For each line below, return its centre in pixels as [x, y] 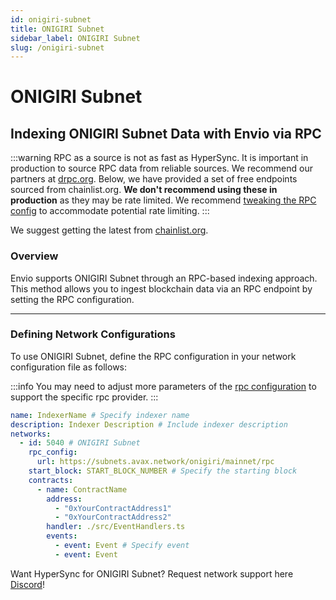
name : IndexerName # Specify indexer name [100, 415]
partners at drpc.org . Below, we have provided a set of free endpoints [154, 179]
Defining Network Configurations [93, 334]
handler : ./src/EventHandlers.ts [116, 527]
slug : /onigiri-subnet [57, 47]
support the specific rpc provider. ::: [84, 397]
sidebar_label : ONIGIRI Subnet [75, 38]
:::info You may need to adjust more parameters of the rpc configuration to [163, 386]
